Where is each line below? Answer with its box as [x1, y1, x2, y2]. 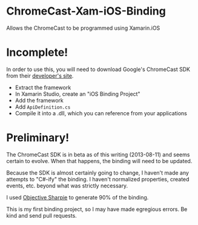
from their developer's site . [6, 72, 74, 79]
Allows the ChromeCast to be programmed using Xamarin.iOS [6, 24, 160, 32]
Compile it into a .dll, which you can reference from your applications [15, 109, 188, 116]
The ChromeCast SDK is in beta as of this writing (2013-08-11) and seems [6, 150, 190, 158]
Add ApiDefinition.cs [15, 103, 71, 110]
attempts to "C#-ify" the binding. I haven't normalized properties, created [6, 175, 190, 183]
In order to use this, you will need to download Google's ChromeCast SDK [6, 65, 191, 73]
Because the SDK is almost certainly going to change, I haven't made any [6, 169, 190, 176]
